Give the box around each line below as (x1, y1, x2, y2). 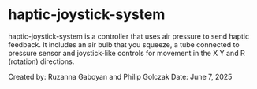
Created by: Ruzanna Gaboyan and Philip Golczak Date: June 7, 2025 (8, 72, 233, 81)
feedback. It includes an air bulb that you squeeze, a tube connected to (8, 39, 240, 49)
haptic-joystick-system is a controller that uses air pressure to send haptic (8, 32, 250, 41)
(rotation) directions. (8, 57, 75, 66)
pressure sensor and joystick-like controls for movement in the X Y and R (8, 48, 246, 57)
